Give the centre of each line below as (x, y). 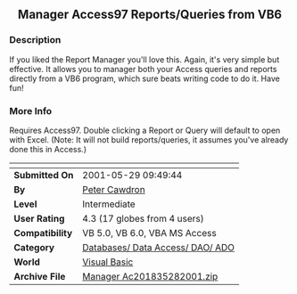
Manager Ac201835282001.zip (150, 276)
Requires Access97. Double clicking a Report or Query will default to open (145, 130)
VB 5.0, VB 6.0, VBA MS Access (149, 233)
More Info (31, 110)
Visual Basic (108, 262)
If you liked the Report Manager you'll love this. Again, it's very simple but (144, 59)
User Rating (39, 218)
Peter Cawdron (114, 189)
